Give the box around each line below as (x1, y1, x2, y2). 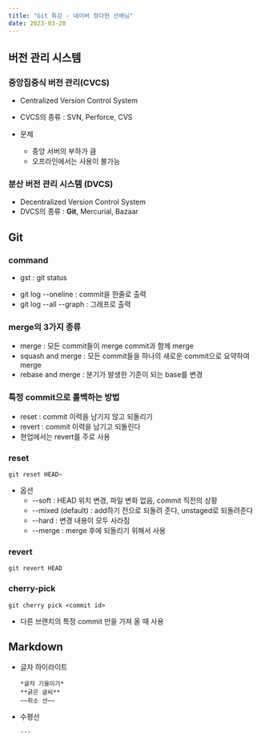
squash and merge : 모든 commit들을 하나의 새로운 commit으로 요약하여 (19, 351, 250, 361)
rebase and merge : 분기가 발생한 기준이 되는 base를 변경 (19, 370, 203, 380)
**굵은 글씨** (19, 688, 61, 697)
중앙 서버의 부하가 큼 (31, 146, 97, 157)
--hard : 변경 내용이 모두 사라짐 (31, 515, 130, 526)
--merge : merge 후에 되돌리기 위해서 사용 (31, 526, 167, 535)
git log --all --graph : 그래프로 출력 (19, 299, 131, 309)
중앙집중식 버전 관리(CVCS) (8, 77, 110, 88)
